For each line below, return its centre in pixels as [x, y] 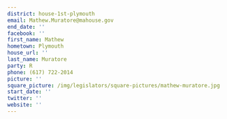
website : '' [24, 105]
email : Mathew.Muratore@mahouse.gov [60, 20]
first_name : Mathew [36, 40]
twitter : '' [24, 99]
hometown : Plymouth [36, 46]
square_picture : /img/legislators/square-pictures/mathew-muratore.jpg [113, 85]
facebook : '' [26, 33]
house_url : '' [28, 53]
